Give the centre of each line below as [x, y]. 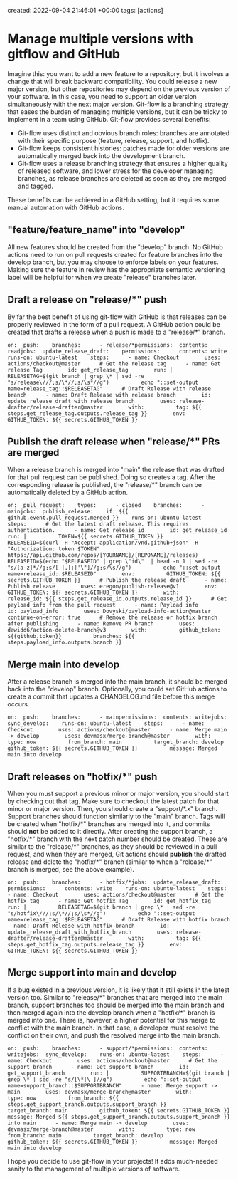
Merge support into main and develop [92, 972]
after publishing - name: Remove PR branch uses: [101, 624]
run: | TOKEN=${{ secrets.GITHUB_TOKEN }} [85, 537]
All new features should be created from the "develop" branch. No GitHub [115, 247]
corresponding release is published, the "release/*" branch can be [105, 485]
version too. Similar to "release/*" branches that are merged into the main [115, 997]
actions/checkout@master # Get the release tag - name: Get [114, 364]
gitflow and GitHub [64, 54]
